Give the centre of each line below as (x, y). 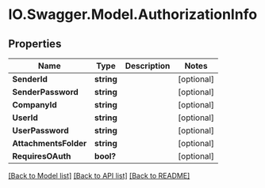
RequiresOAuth (42, 156)
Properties (35, 44)
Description (148, 66)
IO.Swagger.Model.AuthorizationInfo (133, 15)
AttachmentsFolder (50, 143)
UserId (25, 118)
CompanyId (35, 105)
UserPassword (40, 130)
